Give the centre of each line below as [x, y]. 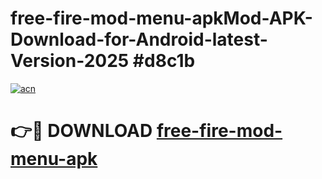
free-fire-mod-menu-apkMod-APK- [161, 18]
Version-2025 [70, 61]
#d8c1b [164, 61]
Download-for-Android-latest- [139, 39]
